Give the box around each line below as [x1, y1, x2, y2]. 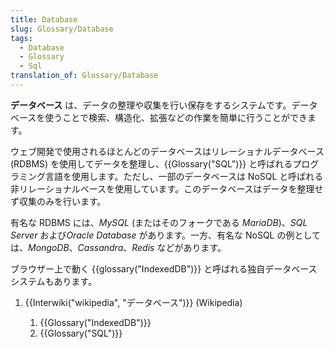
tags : [10, 33, 33, 43]
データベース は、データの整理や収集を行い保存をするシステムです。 [10, 99, 292, 111]
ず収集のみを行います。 [10, 195, 107, 207]
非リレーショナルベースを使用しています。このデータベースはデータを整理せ [10, 182, 324, 195]
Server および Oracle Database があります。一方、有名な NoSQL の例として [10, 229, 322, 241]
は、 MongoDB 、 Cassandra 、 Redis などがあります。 [10, 241, 227, 253]
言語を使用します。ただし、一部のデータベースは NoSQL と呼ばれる [44, 170, 324, 182]
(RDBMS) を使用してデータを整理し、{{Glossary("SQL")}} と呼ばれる [10, 157, 293, 170]
